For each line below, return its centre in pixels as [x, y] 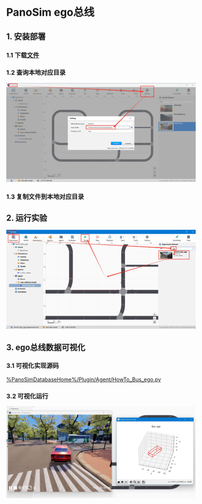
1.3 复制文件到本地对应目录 [45, 197]
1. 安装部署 [26, 36]
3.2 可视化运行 [27, 396]
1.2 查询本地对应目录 [36, 73]
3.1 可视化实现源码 [32, 366]
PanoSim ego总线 [50, 12]
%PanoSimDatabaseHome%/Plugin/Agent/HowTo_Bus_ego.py [84, 379]
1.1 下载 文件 [23, 55]
